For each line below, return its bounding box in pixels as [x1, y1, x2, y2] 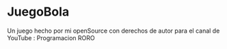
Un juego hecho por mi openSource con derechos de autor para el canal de [7, 27, 220, 35]
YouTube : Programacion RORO [7, 33, 95, 42]
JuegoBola [7, 4, 70, 20]
